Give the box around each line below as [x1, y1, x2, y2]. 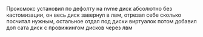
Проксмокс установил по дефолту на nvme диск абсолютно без [6, 5, 173, 12]
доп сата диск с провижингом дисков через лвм [6, 24, 133, 31]
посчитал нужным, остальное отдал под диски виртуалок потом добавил [6, 18, 197, 24]
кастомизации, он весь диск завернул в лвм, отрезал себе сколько [6, 11, 182, 18]
